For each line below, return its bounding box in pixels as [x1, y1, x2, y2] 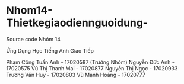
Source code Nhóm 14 [6, 35, 61, 43]
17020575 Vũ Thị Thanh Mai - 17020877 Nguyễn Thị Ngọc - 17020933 [6, 64, 178, 72]
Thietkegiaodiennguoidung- [6, 16, 148, 30]
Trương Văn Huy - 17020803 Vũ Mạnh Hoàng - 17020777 [6, 71, 145, 78]
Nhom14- [6, 4, 53, 17]
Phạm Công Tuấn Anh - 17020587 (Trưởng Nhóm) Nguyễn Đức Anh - [6, 59, 175, 66]
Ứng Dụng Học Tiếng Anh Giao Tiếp [6, 47, 94, 54]
